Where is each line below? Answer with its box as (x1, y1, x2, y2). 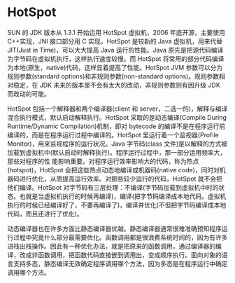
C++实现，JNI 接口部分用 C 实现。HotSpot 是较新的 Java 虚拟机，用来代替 (7, 36, 223, 46)
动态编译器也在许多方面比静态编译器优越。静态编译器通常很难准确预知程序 (7, 224, 222, 233)
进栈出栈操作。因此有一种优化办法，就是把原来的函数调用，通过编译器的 (7, 242, 215, 250)
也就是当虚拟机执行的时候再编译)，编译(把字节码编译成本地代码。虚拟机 (19, 192, 227, 200)
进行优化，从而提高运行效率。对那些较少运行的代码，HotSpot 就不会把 (19, 174, 222, 183)
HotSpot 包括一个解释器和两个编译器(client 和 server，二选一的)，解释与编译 (7, 104, 228, 113)
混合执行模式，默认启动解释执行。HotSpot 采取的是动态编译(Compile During (7, 113, 227, 121)
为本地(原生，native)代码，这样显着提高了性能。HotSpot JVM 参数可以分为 (7, 63, 223, 71)
